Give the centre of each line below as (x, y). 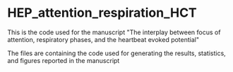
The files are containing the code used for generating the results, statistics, (116, 53)
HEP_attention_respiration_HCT (102, 13)
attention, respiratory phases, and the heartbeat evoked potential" (103, 39)
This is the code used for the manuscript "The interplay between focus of (114, 32)
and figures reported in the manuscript (64, 60)
